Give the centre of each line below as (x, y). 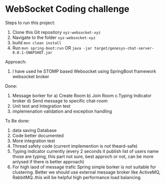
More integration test (34, 141)
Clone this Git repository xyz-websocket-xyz (56, 32)
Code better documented (38, 135)
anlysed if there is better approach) (48, 161)
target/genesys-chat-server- (124, 48)
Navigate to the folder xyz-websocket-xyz (54, 37)
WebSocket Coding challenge (67, 9)
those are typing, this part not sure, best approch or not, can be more (83, 156)
